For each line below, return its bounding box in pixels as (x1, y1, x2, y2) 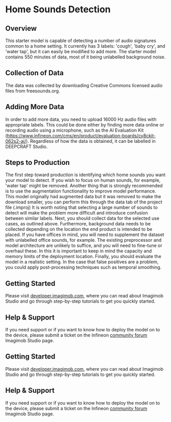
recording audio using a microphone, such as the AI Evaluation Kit (5, 127, 144, 133)
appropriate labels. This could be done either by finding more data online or (5, 121, 164, 128)
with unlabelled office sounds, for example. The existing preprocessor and (5, 237, 162, 243)
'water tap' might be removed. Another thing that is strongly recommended (5, 183, 163, 189)
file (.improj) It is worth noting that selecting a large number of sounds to (5, 204, 158, 210)
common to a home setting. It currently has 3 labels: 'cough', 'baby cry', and (5, 43, 165, 49)
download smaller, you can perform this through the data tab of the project (5, 199, 162, 205)
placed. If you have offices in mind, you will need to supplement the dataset (5, 231, 164, 238)
